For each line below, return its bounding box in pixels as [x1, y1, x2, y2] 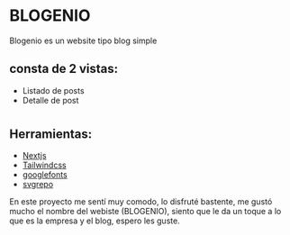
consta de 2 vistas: [9, 61, 119, 77]
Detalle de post [22, 95, 79, 105]
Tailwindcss [22, 159, 67, 171]
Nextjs [22, 150, 47, 161]
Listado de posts [22, 85, 85, 95]
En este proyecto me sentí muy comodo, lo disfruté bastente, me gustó [9, 196, 273, 207]
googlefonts [22, 169, 68, 180]
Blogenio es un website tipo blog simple [9, 35, 158, 46]
